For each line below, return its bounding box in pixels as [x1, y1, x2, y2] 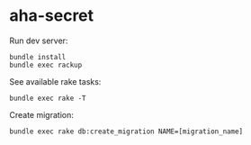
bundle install [9, 52, 67, 61]
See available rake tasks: [9, 76, 102, 86]
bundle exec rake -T [9, 94, 87, 103]
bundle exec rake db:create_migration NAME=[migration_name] [9, 127, 244, 136]
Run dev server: [9, 35, 68, 46]
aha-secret [9, 5, 94, 26]
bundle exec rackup [9, 60, 83, 69]
